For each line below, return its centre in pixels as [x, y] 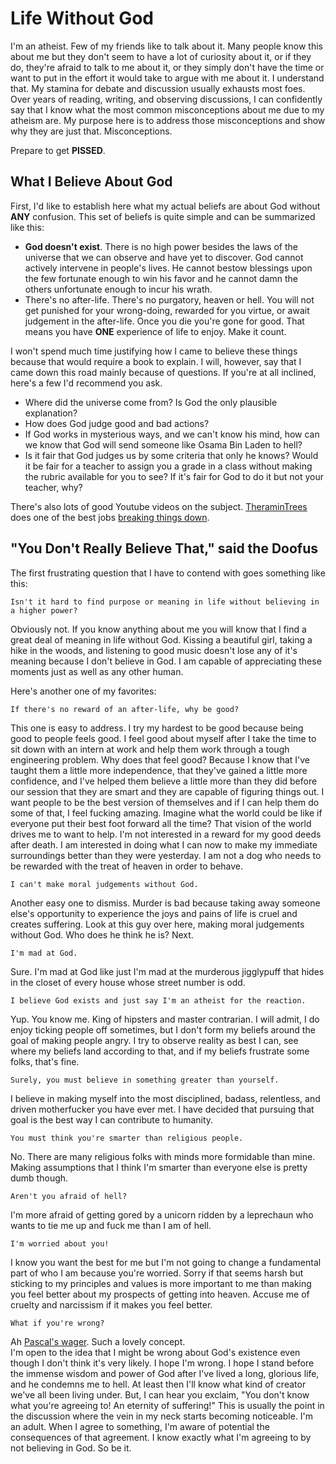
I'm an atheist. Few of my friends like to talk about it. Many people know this [166, 46]
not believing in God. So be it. [71, 1448]
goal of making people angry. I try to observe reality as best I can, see [154, 1040]
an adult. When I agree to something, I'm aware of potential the [140, 1426]
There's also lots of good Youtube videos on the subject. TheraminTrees [159, 506]
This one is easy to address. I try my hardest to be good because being [157, 728]
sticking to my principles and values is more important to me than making [161, 1283]
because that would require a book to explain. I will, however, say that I [156, 361]
